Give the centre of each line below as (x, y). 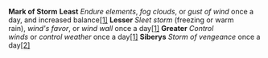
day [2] (19, 45)
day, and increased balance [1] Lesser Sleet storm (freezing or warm (122, 20)
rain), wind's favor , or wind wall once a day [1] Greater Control (111, 28)
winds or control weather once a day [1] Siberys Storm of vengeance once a (134, 37)
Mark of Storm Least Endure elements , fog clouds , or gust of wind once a (131, 12)
